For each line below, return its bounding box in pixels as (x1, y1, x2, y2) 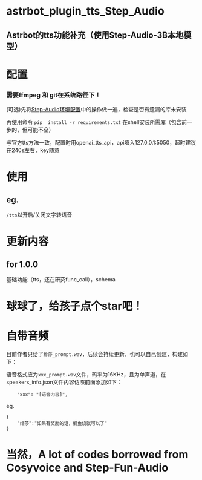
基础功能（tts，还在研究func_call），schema (6, 276, 116, 283)
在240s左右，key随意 (6, 146, 60, 154)
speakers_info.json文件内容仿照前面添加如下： (6, 378, 122, 386)
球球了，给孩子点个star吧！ (6, 300, 143, 313)
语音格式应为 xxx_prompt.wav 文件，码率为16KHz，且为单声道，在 (6, 371, 166, 378)
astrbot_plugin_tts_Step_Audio (6, 4, 165, 18)
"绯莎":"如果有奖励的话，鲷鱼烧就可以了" (17, 421, 108, 427)
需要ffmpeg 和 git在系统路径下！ (6, 91, 101, 99)
